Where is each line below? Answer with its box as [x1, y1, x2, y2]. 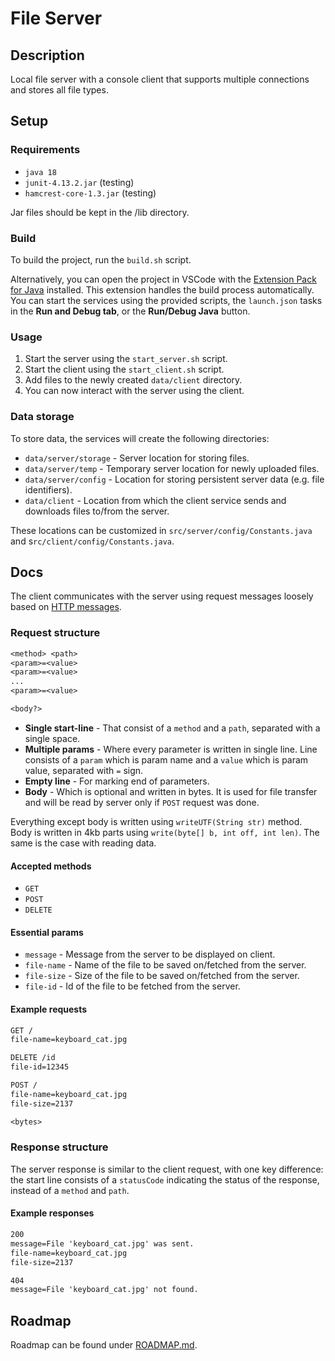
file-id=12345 [10, 1062, 70, 1072]
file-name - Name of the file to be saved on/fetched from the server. [24, 959, 307, 971]
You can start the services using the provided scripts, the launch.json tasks [10, 294, 323, 306]
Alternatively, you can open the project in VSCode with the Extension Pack [10, 273, 317, 285]
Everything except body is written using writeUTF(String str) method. [10, 815, 303, 827]
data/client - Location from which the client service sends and [24, 494, 287, 506]
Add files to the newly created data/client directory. [24, 374, 243, 386]
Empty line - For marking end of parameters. [24, 775, 210, 787]
